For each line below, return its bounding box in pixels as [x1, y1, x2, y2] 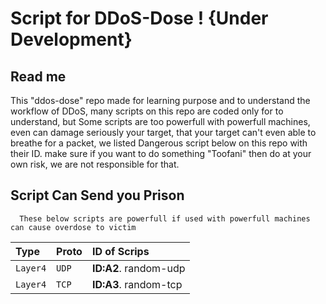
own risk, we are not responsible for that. [10, 158, 180, 170]
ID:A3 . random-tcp [91, 277, 183, 291]
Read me [10, 68, 67, 85]
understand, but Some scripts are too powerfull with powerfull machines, [10, 116, 311, 127]
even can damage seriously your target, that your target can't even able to [10, 127, 317, 138]
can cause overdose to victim [10, 222, 137, 232]
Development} [10, 28, 133, 51]
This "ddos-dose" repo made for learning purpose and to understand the [10, 95, 311, 106]
